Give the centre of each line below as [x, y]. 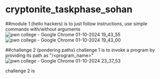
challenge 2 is [20, 71]
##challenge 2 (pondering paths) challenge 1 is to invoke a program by [80, 50]
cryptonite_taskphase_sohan [69, 9]
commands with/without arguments [43, 29]
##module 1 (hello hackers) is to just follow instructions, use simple [76, 24]
